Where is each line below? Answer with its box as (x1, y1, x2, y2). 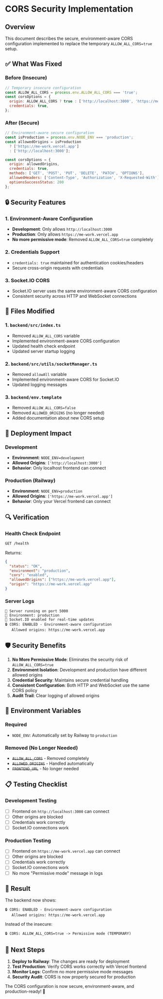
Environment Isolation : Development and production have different (12, 667, 147, 673)
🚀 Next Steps (5, 946, 45, 954)
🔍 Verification (5, 513, 49, 521)
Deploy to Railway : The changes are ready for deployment (12, 959, 130, 965)
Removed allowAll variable (12, 371, 67, 377)
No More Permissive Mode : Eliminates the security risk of (12, 657, 129, 662)
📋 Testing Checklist (5, 780, 67, 789)
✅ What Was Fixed (5, 60, 62, 68)
